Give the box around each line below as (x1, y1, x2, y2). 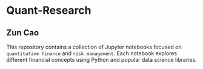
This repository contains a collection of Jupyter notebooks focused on (6, 43, 182, 50)
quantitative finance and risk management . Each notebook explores (6, 50, 178, 57)
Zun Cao (6, 28, 39, 38)
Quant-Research (6, 4, 92, 17)
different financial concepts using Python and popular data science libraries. (6, 56, 197, 63)
